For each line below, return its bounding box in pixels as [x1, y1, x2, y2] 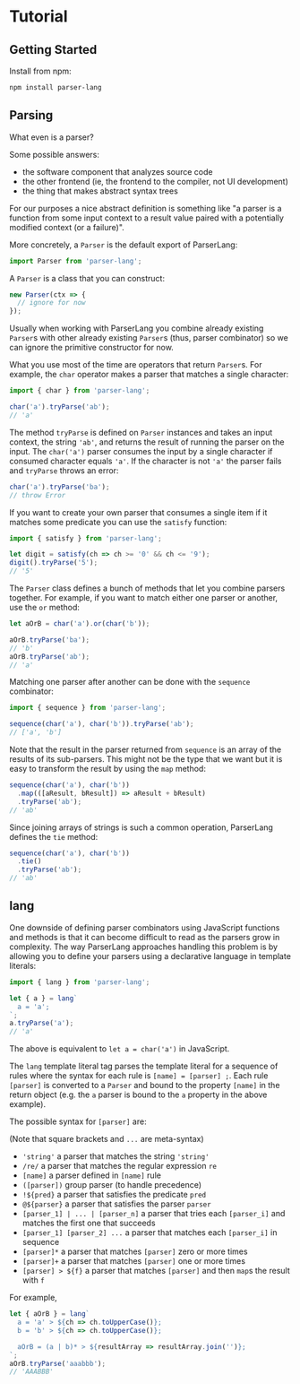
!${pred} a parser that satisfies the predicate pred [21, 1189, 207, 1200]
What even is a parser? [9, 132, 94, 143]
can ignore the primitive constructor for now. [9, 342, 175, 353]
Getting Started [9, 42, 98, 57]
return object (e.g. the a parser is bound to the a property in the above [9, 1089, 268, 1100]
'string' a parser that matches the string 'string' [21, 1151, 210, 1162]
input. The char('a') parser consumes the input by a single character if [9, 445, 273, 456]
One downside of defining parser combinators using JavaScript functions [9, 921, 280, 933]
